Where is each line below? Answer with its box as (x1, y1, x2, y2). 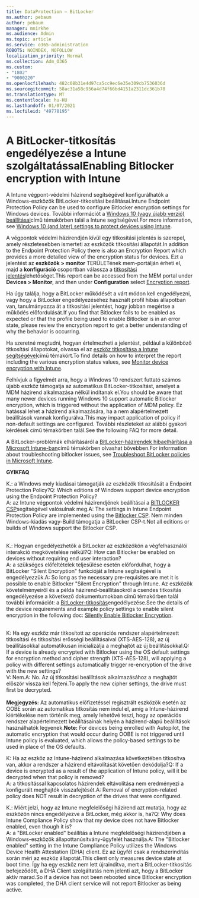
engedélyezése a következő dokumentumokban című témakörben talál (6, 593, 179, 600)
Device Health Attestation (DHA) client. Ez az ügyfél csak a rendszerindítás (6, 848, 189, 856)
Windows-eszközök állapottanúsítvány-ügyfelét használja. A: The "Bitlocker (6, 836, 190, 843)
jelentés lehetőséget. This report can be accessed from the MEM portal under (6, 272, 193, 279)
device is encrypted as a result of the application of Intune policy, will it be (6, 767, 188, 774)
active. (6, 886, 23, 893)
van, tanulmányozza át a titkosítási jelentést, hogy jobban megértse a (6, 303, 175, 310)
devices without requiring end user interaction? (6, 555, 121, 562)
